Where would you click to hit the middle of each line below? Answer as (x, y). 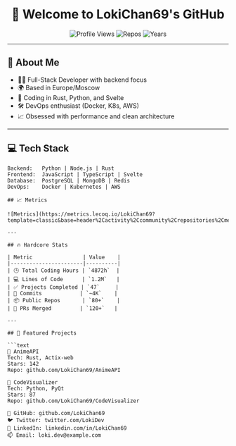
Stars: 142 (23, 364)
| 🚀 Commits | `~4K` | (63, 293)
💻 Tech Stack (38, 148)
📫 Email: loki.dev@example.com (54, 435)
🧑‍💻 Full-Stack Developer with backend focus (82, 80)
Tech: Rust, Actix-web (40, 358)
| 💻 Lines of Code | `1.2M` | (64, 279)
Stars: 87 (22, 395)
